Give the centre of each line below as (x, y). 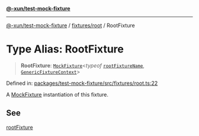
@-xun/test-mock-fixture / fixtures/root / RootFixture (70, 25)
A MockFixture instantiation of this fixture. (57, 94)
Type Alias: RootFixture (65, 49)
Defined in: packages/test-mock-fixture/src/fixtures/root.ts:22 (82, 83)
